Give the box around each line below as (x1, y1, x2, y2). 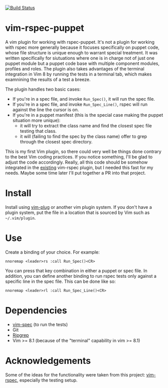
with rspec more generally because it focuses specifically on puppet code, (5, 44, 159, 50)
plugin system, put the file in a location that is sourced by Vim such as (5, 209, 150, 215)
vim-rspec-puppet (5, 23, 84, 34)
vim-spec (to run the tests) (12, 321, 68, 327)
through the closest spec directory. (20, 138, 93, 144)
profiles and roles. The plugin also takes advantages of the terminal (5, 65, 144, 71)
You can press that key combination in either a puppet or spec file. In (5, 267, 148, 274)
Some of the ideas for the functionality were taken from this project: (5, 371, 145, 377)
